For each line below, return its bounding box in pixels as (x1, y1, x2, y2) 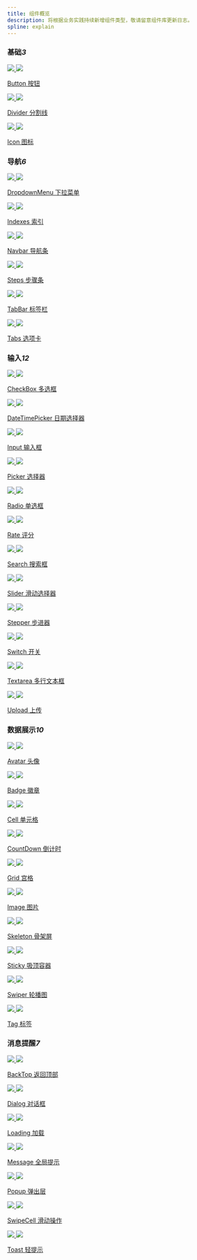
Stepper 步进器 (7, 618, 51, 627)
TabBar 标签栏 (7, 305, 48, 313)
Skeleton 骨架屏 (7, 932, 53, 940)
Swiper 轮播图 (7, 990, 47, 999)
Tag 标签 (7, 1019, 33, 1028)
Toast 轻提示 (7, 1245, 44, 1254)
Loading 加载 (7, 1128, 45, 1137)
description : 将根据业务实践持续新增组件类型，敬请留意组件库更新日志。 (7, 17, 194, 24)
